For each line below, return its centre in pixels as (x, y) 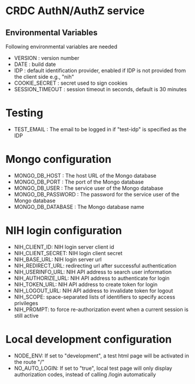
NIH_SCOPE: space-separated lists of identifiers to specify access (95, 297)
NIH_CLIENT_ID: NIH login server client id (64, 247)
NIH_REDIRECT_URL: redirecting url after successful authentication (95, 265)
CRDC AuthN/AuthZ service (75, 11)
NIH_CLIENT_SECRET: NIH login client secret (68, 253)
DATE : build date (35, 64)
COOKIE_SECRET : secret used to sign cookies (71, 83)
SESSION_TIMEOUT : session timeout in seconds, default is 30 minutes (100, 89)
